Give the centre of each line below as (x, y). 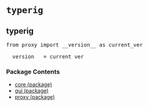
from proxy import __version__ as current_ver (74, 45)
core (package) (33, 85)
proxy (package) (34, 97)
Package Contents (33, 71)
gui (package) (32, 91)
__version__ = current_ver (45, 57)
